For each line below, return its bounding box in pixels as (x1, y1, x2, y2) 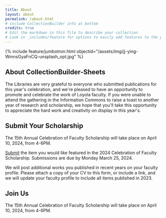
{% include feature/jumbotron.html (5, 48, 76, 54)
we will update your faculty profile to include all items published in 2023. (5, 175, 153, 181)
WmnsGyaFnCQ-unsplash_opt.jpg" (5, 53, 77, 59)
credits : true (5, 26, 35, 31)
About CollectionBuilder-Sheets (5, 68, 106, 77)
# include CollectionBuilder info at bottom (5, 21, 98, 26)
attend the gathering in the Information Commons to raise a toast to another (5, 97, 159, 103)
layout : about (5, 12, 35, 17)
